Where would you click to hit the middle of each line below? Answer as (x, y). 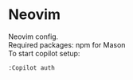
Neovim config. (33, 36)
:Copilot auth (32, 68)
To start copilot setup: (44, 53)
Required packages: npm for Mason (67, 44)
